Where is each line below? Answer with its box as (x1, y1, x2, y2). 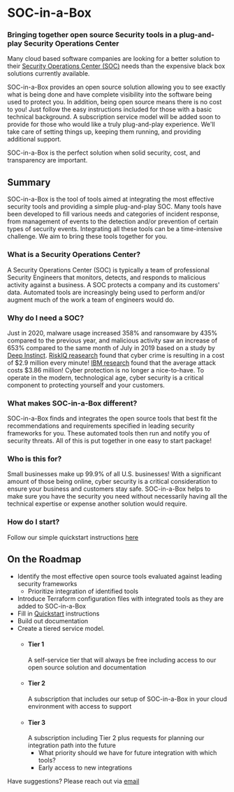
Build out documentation (17, 616, 89, 625)
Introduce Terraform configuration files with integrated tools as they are (17, 594, 224, 603)
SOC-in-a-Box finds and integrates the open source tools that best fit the (7, 415, 218, 423)
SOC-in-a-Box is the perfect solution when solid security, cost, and (7, 148, 200, 157)
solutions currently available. (7, 69, 90, 78)
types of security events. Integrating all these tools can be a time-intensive (7, 225, 223, 233)
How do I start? (7, 517, 60, 527)
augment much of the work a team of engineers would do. (7, 296, 175, 304)
